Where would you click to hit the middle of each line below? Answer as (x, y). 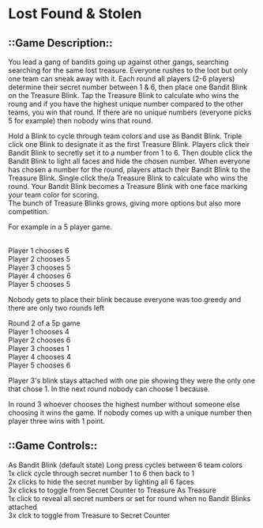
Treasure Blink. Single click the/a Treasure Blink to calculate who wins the (128, 178)
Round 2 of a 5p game (44, 323)
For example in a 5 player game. (60, 227)
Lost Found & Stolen (75, 14)
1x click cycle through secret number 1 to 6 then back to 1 (101, 473)
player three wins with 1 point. (56, 421)
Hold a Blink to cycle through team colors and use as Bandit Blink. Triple (125, 136)
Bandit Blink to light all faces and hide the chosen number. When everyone (129, 161)
